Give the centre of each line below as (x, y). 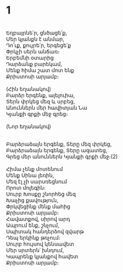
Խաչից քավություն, (32, 200)
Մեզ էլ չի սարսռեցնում (37, 181)
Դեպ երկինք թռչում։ (33, 237)
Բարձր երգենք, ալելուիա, (40, 95)
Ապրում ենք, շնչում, (33, 225)
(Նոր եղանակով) (29, 126)
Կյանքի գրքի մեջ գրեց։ (37, 114)
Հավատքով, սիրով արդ (38, 219)
